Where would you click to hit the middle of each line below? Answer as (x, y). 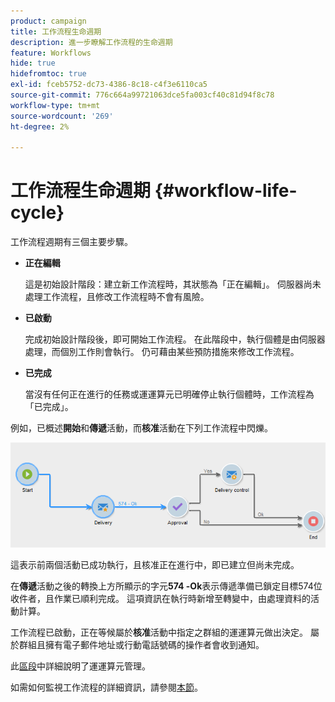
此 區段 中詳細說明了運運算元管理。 (80, 666)
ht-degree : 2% (40, 126)
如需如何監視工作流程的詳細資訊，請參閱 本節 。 (106, 687)
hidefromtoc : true (48, 74)
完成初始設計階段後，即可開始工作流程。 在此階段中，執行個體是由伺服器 (175, 339)
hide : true (33, 63)
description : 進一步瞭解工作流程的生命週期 (91, 42)
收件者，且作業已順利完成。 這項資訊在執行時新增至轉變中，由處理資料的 (160, 598)
